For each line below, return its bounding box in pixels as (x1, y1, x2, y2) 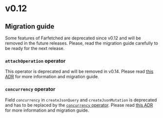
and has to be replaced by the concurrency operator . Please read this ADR (5, 102, 153, 108)
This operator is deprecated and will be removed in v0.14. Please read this (5, 68, 154, 74)
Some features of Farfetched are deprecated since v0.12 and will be (5, 35, 142, 41)
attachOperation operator (5, 57, 66, 64)
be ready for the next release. (5, 46, 65, 51)
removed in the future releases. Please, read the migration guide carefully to (5, 40, 159, 46)
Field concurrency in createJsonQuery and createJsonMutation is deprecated (5, 97, 157, 102)
